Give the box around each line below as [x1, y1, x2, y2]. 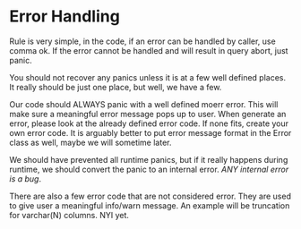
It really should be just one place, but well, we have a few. [9, 81, 222, 92]
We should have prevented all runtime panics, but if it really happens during [9, 154, 288, 165]
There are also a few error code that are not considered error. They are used [9, 191, 291, 201]
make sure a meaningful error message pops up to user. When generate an [9, 108, 287, 119]
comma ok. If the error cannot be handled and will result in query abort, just [9, 45, 288, 55]
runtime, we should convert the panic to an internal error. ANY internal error [9, 164, 289, 174]
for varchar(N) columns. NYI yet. [9, 209, 130, 220]
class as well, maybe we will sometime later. [9, 137, 172, 148]
